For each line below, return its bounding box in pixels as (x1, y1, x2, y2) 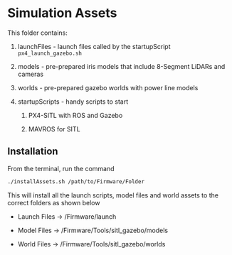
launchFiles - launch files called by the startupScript (17, 42, 171, 50)
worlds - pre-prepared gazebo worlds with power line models (17, 83, 199, 92)
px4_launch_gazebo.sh (17, 50, 82, 57)
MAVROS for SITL (28, 124, 80, 133)
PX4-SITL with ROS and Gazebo (28, 111, 123, 119)
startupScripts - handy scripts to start (17, 97, 129, 106)
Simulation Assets (7, 5, 117, 21)
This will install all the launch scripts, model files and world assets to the (7, 190, 219, 200)
